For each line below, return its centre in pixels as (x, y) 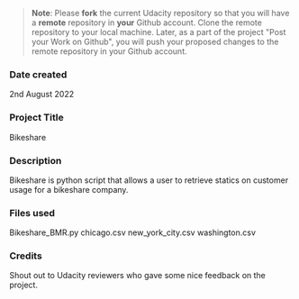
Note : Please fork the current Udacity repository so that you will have (160, 13)
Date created (38, 74)
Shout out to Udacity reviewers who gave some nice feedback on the (137, 276)
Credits (26, 256)
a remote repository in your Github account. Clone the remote (147, 23)
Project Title (37, 118)
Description (36, 160)
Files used (32, 213)
